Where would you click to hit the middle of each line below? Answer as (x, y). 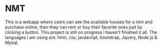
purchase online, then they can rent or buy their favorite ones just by (74, 27)
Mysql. (12, 42)
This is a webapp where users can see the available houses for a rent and (79, 22)
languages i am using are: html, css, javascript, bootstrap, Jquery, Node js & (81, 37)
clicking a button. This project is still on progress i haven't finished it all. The (81, 32)
